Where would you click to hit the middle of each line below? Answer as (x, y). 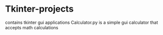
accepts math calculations (32, 27)
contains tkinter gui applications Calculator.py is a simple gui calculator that (82, 22)
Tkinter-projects (39, 9)
